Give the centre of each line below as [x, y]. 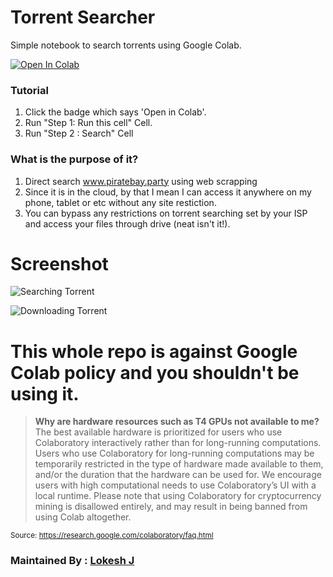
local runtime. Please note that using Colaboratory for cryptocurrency [178, 496]
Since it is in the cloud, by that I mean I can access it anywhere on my [168, 192]
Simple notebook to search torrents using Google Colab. [126, 45]
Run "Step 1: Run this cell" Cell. [88, 123]
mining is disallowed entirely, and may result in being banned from [171, 507]
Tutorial [29, 90]
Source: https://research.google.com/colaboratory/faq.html [112, 536]
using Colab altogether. [83, 517]
